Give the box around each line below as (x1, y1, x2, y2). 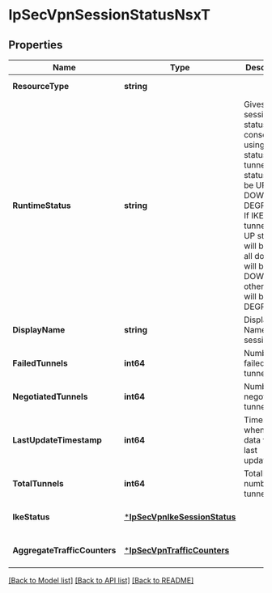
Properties (8, 38, 63, 52)
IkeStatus (12, 511, 50, 523)
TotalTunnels (12, 478, 65, 489)
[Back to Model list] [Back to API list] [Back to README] (8, 576, 194, 585)
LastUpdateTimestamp (12, 434, 103, 446)
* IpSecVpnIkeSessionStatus (124, 511, 236, 523)
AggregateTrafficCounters (12, 544, 117, 556)
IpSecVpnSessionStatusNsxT (8, 6, 211, 24)
